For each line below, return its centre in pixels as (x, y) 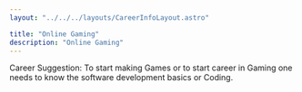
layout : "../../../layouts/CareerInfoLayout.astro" (109, 18)
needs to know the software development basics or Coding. (121, 78)
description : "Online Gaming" (67, 42)
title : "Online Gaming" (55, 34)
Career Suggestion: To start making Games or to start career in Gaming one (151, 68)
